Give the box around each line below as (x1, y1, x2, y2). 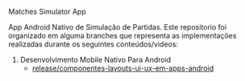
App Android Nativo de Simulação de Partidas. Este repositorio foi (8, 22, 227, 31)
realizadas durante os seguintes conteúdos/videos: (8, 39, 179, 49)
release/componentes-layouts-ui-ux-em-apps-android (31, 63, 214, 73)
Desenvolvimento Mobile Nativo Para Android (19, 55, 172, 64)
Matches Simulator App (8, 7, 86, 16)
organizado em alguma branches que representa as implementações (8, 31, 237, 40)
